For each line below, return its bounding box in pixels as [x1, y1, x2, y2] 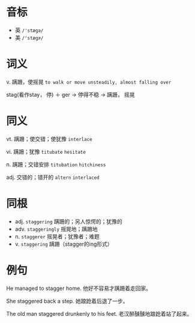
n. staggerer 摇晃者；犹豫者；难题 [14, 232, 100, 240]
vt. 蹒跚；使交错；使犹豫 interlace [6, 135, 92, 142]
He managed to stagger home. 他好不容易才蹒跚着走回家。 [6, 285, 152, 292]
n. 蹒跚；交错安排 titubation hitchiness [6, 160, 106, 168]
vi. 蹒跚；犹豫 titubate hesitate [6, 148, 86, 155]
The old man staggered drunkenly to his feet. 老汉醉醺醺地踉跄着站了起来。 [6, 310, 193, 317]
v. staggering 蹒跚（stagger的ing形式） [14, 240, 113, 247]
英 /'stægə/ [14, 26, 44, 34]
